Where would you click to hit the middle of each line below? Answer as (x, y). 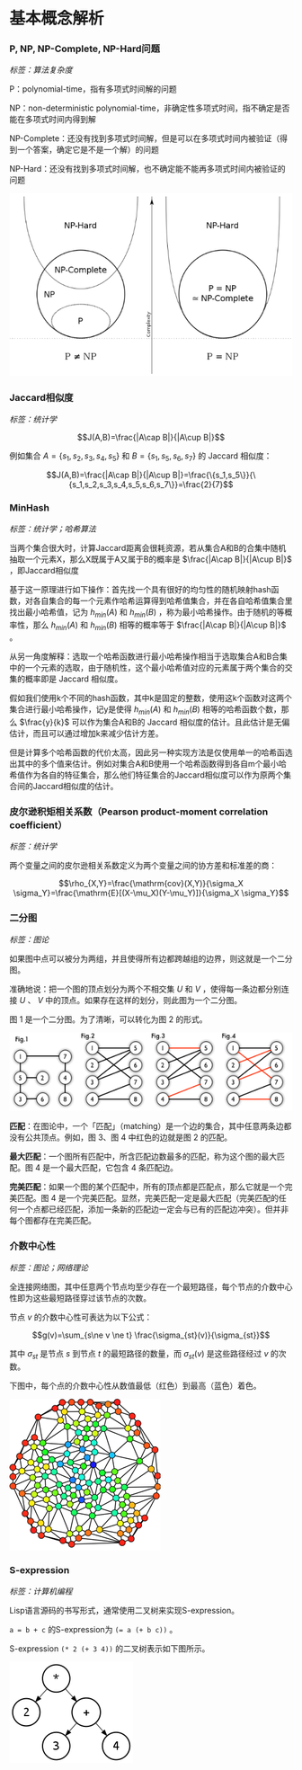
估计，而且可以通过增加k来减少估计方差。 (86, 734)
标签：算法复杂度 (41, 70)
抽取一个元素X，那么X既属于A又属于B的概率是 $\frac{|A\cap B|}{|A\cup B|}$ (151, 559)
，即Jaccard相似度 (44, 570)
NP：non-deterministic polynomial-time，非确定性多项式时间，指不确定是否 (150, 108)
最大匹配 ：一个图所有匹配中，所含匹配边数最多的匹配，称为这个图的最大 (143, 1157)
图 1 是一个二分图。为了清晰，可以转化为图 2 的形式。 (108, 1019)
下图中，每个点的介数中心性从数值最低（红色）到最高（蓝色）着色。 (135, 1385)
